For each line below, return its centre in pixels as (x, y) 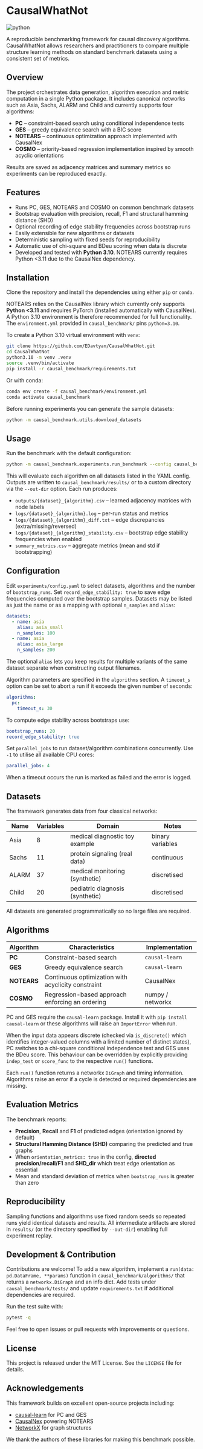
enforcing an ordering (76, 1002)
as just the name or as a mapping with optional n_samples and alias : (91, 605)
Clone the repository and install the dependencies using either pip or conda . (100, 292)
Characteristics (92, 947)
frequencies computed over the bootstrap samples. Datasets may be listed (99, 598)
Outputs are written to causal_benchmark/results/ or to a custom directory (99, 482)
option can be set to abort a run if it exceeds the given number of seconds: (99, 686)
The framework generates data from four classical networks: (82, 811)
